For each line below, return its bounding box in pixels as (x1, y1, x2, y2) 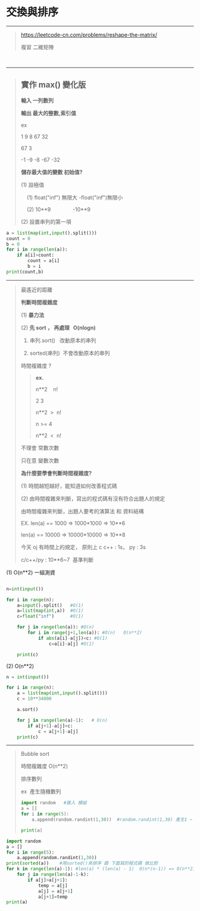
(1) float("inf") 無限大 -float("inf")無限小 (26, 193, 123, 201)
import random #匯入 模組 (20, 800, 87, 806)
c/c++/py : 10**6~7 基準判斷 (20, 556, 94, 563)
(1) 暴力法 (20, 311, 45, 318)
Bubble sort (20, 750, 49, 758)
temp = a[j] (37, 882, 68, 888)
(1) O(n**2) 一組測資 (6, 568, 55, 576)
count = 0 (6, 235, 31, 242)
